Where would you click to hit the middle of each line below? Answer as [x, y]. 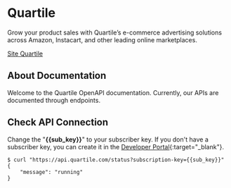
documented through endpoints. [54, 100]
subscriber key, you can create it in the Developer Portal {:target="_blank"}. [116, 146]
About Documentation [57, 76]
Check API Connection [58, 122]
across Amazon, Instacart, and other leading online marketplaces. [103, 39]
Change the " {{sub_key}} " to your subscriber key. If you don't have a [108, 139]
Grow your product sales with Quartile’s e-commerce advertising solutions [115, 32]
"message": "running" [51, 172]
